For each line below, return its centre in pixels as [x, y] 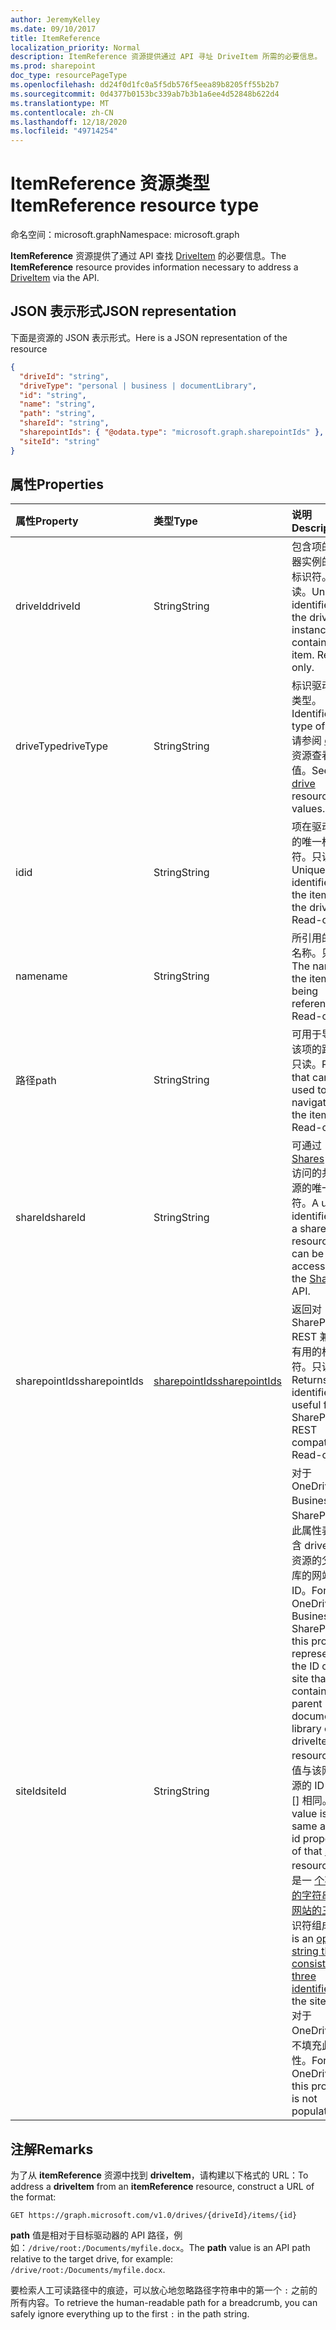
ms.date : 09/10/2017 [53, 29]
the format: [33, 2197]
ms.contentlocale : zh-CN [62, 112]
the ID [305, 1666]
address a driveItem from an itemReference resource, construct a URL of [162, 2187]
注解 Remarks [52, 2149]
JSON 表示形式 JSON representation [123, 311]
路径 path [36, 1081]
